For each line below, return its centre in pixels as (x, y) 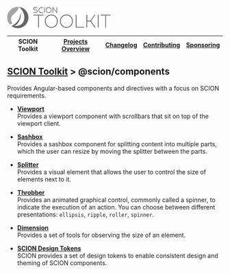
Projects (75, 41)
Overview (76, 49)
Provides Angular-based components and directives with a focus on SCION (113, 88)
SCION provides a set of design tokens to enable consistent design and (118, 255)
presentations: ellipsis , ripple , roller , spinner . (86, 214)
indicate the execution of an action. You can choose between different (116, 207)
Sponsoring (203, 45)
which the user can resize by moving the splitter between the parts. (112, 151)
